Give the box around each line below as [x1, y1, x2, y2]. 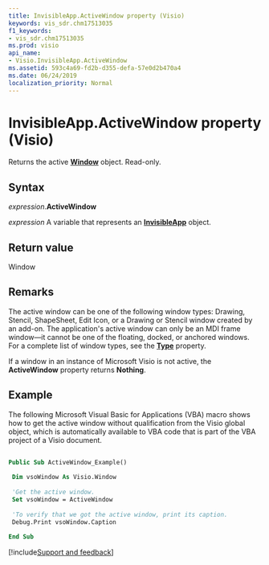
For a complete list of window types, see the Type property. [8, 341, 206, 350]
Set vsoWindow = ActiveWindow [11, 495, 113, 503]
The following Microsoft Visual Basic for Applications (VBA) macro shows [8, 409, 251, 419]
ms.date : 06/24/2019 [8, 72, 78, 80]
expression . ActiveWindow [8, 202, 97, 211]
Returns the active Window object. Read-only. [8, 158, 161, 167]
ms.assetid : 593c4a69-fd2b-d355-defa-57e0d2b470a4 [8, 64, 181, 72]
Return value [8, 240, 74, 254]
